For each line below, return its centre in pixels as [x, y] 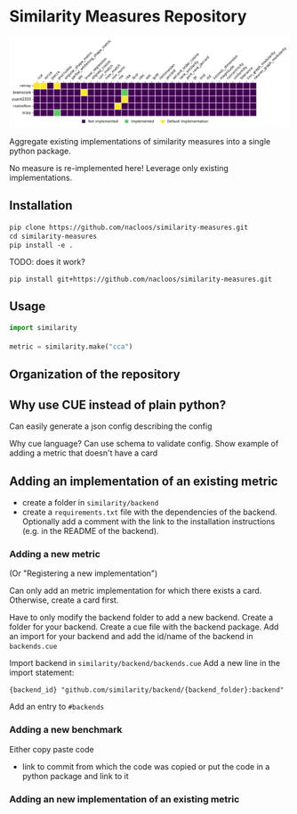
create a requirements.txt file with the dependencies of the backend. [149, 512]
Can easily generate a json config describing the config [111, 426]
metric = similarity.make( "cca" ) [71, 347]
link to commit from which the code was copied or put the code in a [146, 766]
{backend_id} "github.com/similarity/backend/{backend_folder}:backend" [147, 690]
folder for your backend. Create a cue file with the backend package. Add [144, 627]
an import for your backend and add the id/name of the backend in [131, 637]
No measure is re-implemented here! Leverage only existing [119, 168]
